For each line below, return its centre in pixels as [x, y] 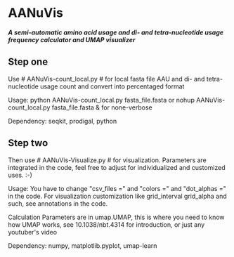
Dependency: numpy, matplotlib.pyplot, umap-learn [83, 245]
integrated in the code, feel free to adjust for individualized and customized [117, 167]
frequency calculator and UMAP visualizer [72, 39]
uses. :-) [20, 175]
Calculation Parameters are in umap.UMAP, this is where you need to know [116, 217]
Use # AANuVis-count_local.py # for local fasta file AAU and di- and [106, 79]
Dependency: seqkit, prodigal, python [63, 121]
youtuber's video [33, 232]
